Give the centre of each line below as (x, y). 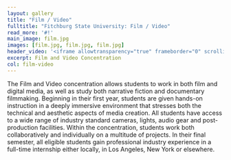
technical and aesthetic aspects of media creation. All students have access (114, 113)
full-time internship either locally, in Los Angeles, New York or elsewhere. (111, 149)
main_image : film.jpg (38, 39)
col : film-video (30, 64)
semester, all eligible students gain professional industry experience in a (109, 142)
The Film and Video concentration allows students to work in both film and (112, 83)
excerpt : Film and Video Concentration (64, 58)
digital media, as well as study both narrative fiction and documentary (106, 91)
